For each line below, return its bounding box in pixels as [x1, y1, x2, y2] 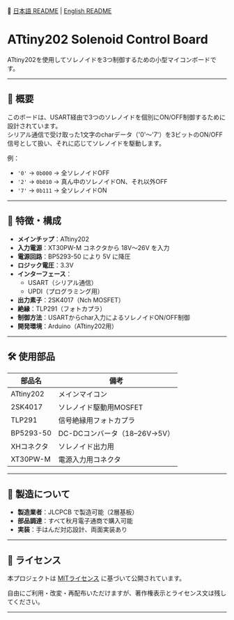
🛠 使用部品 [7, 350, 56, 362]
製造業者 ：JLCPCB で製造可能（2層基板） [17, 508, 139, 516]
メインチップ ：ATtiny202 [17, 235, 89, 243]
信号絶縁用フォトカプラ [58, 416, 136, 426]
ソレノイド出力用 [58, 442, 115, 451]
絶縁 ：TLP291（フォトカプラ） [17, 304, 107, 313]
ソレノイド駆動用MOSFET [58, 403, 143, 412]
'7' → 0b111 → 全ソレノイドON [17, 186, 107, 194]
